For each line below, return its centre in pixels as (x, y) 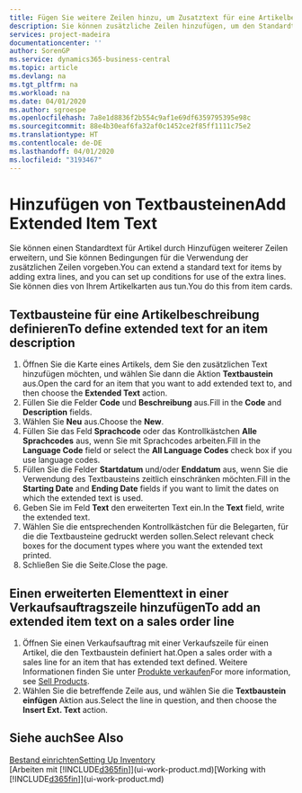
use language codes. (61, 460)
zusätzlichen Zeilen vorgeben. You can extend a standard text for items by (146, 267)
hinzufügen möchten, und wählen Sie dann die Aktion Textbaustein (148, 374)
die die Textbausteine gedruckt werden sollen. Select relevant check (148, 537)
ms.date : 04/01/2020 (48, 101)
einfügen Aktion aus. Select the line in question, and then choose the (149, 700)
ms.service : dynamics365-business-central (90, 59)
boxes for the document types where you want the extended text (142, 546)
